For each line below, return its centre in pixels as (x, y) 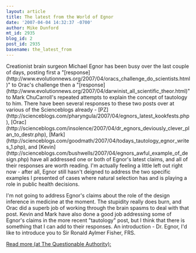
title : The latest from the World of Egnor (60, 17)
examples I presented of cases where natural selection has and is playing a (97, 178)
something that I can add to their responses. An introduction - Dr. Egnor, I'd (97, 226)
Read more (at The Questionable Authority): (59, 244)
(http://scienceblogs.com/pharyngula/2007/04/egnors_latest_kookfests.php (98, 116)
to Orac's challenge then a (43, 85)
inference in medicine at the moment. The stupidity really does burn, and (94, 202)
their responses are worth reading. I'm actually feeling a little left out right (94, 165)
